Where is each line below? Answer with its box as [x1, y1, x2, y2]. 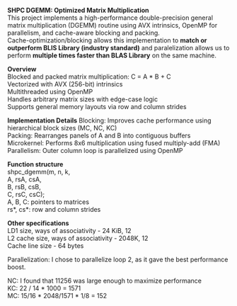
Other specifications [7, 219, 69, 227]
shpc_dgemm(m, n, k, [7, 168, 71, 176]
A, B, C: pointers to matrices [7, 198, 90, 206]
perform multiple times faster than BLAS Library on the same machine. [7, 51, 217, 59]
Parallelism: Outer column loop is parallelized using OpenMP [7, 147, 183, 154]
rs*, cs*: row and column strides [7, 205, 101, 213]
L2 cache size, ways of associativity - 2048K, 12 [7, 234, 149, 242]
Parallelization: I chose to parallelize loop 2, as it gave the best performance [7, 255, 229, 263]
